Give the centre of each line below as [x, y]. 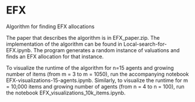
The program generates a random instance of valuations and [106, 50]
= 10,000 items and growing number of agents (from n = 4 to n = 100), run [95, 86]
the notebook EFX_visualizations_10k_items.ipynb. [66, 93]
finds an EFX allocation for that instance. [55, 56]
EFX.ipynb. [19, 50]
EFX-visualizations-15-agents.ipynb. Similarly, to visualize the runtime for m [97, 80]
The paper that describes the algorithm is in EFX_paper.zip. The [83, 38]
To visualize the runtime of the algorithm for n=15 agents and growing [90, 67]
